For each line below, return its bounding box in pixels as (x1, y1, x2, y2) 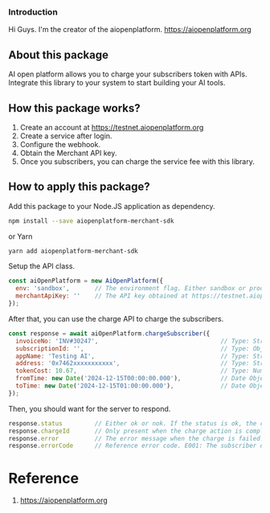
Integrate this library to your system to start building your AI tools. (8, 78, 226, 88)
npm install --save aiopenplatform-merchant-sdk (8, 216, 174, 225)
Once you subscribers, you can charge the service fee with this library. (19, 156, 256, 166)
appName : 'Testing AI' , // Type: (15, 352, 250, 360)
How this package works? (8, 101, 141, 115)
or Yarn (8, 232, 33, 241)
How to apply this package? (8, 180, 150, 194)
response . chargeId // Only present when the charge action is (8, 427, 243, 435)
